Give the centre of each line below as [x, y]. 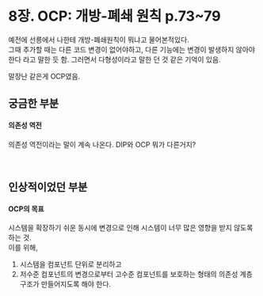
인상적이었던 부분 [48, 187]
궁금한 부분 [34, 104]
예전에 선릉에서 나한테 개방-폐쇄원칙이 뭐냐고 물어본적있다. [99, 40]
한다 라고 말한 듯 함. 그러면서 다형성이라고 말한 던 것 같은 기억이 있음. [114, 59]
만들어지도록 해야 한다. [76, 284]
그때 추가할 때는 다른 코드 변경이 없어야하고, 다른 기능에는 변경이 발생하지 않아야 [132, 49]
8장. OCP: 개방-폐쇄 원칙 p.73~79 [115, 16]
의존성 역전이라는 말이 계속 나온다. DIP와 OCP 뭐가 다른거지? [102, 144]
